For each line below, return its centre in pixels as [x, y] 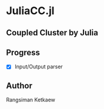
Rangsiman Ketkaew [31, 100]
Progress [23, 52]
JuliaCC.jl [30, 11]
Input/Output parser [38, 67]
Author [19, 86]
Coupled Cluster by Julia [52, 33]
